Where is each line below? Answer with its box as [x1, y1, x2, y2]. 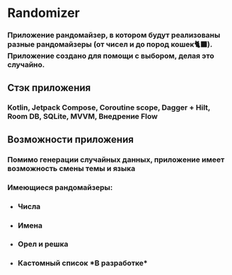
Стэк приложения [7, 81, 91, 93]
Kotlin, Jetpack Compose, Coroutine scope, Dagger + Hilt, [7, 103, 211, 112]
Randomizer [7, 5, 80, 21]
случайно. [7, 60, 45, 70]
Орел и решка [17, 239, 69, 249]
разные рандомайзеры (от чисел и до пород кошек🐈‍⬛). [7, 40, 213, 49]
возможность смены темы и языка [7, 163, 136, 173]
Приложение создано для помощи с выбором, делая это [7, 51, 214, 61]
